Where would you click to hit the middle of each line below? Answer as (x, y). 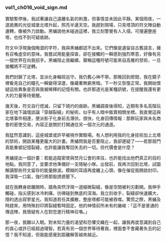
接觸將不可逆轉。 (22, 66)
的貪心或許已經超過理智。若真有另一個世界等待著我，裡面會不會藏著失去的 (81, 229)
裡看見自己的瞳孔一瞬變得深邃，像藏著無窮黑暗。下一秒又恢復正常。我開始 (81, 83)
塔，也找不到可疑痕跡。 (29, 37)
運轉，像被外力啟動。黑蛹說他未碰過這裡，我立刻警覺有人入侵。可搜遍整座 (81, 31)
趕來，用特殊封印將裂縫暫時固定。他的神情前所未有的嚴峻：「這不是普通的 (84, 206)
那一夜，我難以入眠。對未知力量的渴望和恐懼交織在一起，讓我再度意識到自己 (83, 222)
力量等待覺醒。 (29, 96)
